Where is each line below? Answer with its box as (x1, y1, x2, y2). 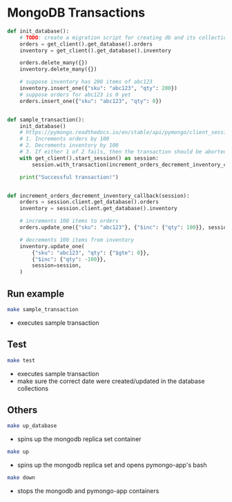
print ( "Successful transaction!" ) (19, 174, 119, 180)
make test (7, 357, 36, 364)
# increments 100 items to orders (19, 218, 119, 225)
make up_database (7, 422, 57, 429)
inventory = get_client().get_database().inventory (19, 47, 171, 54)
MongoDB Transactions (7, 5, 146, 21)
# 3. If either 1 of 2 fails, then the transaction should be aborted (19, 149, 227, 156)
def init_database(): (7, 28, 70, 35)
